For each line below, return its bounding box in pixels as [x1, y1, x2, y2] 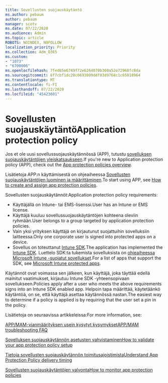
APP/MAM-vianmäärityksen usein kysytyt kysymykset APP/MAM [5, 322, 139, 328]
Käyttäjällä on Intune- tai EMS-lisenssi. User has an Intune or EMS [12, 202, 148, 208]
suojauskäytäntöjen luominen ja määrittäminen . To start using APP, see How [5, 177, 161, 183]
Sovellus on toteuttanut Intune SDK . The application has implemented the [12, 244, 163, 250]
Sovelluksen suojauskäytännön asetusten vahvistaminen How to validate [5, 337, 154, 343]
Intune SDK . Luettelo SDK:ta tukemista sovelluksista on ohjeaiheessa [12, 250, 155, 256]
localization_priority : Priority [5, 45, 75, 50]
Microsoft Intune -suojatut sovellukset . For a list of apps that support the [12, 255, 161, 261]
